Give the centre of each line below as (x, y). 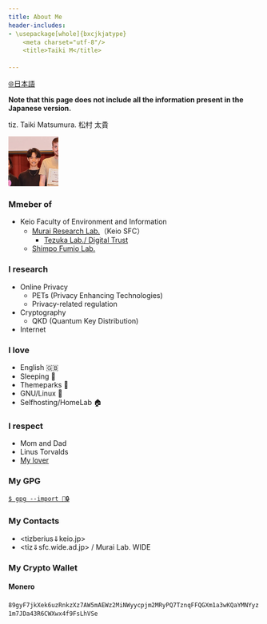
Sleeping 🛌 (38, 376)
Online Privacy (44, 287)
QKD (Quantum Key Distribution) (85, 320)
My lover (34, 460)
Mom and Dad (43, 443)
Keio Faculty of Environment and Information (94, 222)
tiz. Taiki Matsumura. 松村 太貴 (59, 125)
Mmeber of (30, 204)
